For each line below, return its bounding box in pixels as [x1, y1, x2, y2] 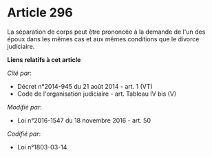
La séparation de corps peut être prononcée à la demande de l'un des [7, 28, 206, 36]
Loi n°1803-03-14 [17, 143, 67, 151]
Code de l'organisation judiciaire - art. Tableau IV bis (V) [17, 90, 177, 98]
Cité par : [7, 69, 32, 77]
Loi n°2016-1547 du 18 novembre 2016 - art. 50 [17, 116, 151, 125]
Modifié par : [7, 103, 43, 111]
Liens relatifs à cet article [7, 55, 81, 63]
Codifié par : [7, 129, 41, 138]
